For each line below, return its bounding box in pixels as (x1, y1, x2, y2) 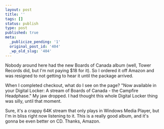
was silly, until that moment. (5, 98, 62, 104)
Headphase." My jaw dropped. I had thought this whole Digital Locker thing (5, 92, 158, 99)
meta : (5, 35, 16, 40)
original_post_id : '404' (9, 44, 61, 49)
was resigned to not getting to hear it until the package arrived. (5, 73, 133, 79)
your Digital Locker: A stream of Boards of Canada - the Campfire (5, 87, 138, 93)
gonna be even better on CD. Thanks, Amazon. (5, 118, 100, 124)
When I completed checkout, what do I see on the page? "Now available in (5, 82, 157, 88)
